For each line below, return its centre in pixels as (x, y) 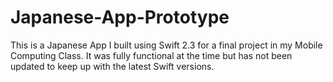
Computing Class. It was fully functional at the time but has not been (151, 55)
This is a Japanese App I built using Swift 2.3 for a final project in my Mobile (166, 45)
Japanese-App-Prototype (120, 17)
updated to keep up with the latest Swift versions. (112, 66)
